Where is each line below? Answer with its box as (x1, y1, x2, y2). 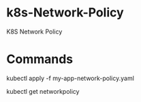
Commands (6, 51, 74, 67)
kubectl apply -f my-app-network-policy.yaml (6, 74, 134, 82)
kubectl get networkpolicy (6, 87, 80, 95)
